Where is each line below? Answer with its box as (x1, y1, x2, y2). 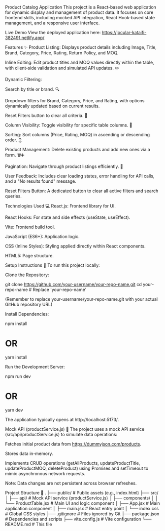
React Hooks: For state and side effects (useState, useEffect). (5, 214, 131, 220)
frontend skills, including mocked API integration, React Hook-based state (5, 15, 155, 20)
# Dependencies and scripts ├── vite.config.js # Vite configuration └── (5, 516, 152, 522)
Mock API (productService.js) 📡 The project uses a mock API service (5, 426, 145, 432)
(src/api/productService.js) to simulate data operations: (5, 431, 117, 437)
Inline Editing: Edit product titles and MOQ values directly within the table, (5, 59, 154, 65)
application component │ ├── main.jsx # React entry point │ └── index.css (5, 505, 159, 511)
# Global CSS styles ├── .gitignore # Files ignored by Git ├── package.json (5, 511, 160, 517)
